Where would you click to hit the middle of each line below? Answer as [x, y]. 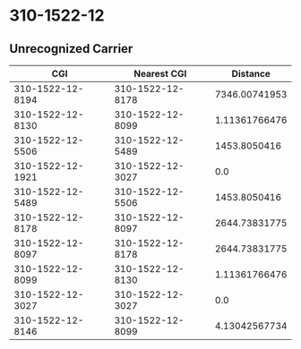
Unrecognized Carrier [71, 49]
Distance [251, 74]
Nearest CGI [160, 74]
